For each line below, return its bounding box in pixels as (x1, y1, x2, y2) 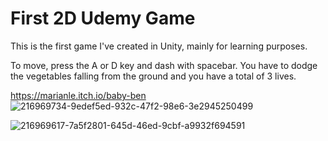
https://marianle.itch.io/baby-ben (10, 89, 147, 101)
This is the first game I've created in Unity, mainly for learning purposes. (10, 40, 308, 52)
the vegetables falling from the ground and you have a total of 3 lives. (10, 70, 297, 82)
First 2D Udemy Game (10, 7, 196, 30)
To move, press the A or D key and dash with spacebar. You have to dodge (10, 59, 318, 71)
